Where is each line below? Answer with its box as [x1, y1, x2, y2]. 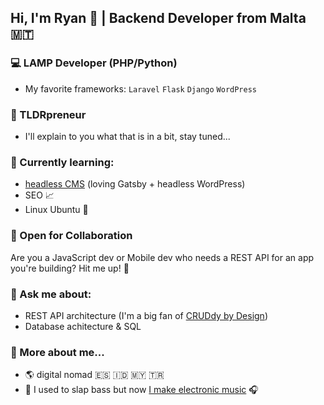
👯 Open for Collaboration [10, 229, 133, 243]
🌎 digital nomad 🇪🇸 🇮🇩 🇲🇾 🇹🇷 [24, 369, 165, 381]
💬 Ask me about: [10, 287, 92, 301]
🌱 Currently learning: [10, 155, 115, 169]
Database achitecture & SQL [24, 320, 142, 332]
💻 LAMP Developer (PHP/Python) [10, 56, 178, 70]
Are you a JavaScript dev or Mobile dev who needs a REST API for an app [10, 251, 315, 263]
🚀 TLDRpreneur [10, 107, 87, 121]
